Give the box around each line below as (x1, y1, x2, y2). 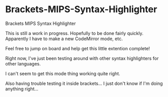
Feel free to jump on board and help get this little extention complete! (5, 45, 150, 51)
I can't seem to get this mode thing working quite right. (5, 70, 121, 77)
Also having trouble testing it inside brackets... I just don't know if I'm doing (5, 80, 163, 86)
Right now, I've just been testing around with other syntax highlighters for (5, 55, 159, 61)
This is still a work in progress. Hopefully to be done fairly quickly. (5, 30, 144, 36)
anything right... (5, 85, 39, 92)
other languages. (5, 60, 41, 67)
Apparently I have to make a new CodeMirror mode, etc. (5, 36, 123, 42)
